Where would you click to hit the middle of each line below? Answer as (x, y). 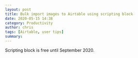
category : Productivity (29, 23)
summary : (14, 37)
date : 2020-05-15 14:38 (29, 18)
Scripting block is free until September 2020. (50, 50)
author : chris (19, 28)
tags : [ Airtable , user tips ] (34, 32)
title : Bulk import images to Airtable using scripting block (69, 14)
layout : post (18, 9)
